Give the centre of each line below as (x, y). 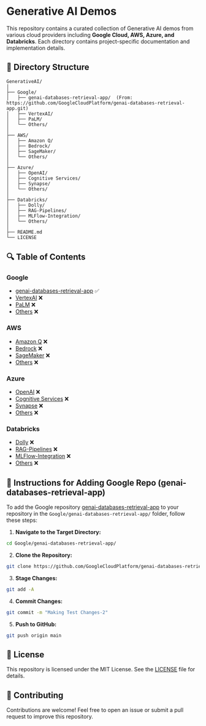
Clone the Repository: (44, 555)
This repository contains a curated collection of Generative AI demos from (100, 28)
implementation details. (36, 48)
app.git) (17, 108)
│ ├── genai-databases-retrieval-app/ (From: (70, 97)
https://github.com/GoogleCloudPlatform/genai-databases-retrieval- (96, 103)
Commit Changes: (39, 601)
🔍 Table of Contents (46, 257)
